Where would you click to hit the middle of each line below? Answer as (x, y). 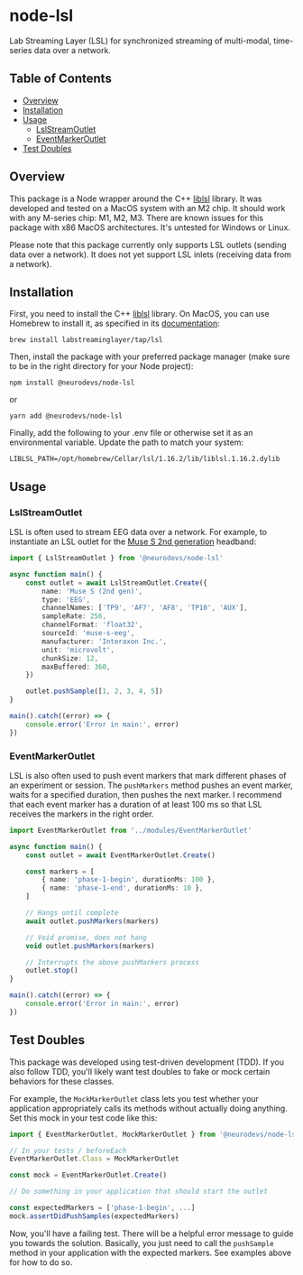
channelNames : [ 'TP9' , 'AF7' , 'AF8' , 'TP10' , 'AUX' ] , (145, 608)
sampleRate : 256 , (74, 616)
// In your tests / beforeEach (68, 1150)
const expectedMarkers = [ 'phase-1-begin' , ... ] (102, 1208)
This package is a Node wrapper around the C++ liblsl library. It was (136, 199)
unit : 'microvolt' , (78, 650)
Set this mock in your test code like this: (83, 1118)
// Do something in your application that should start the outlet (139, 1192)
